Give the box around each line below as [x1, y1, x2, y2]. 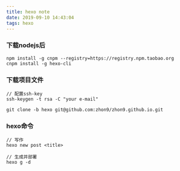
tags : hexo [6, 20, 34, 26]
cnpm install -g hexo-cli [6, 60, 71, 66]
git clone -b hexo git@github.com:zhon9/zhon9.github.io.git [6, 106, 164, 112]
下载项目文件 [6, 76, 44, 84]
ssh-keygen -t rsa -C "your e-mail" [6, 96, 98, 102]
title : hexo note [6, 8, 50, 15]
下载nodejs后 [6, 41, 45, 50]
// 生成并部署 [6, 154, 37, 160]
